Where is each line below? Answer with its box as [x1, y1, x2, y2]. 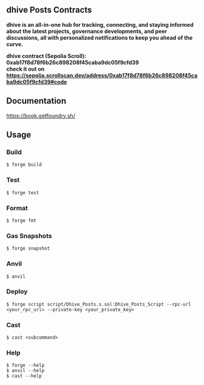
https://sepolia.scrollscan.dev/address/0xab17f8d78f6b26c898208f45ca [6, 71, 198, 79]
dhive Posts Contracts [6, 5, 92, 15]
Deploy [6, 288, 28, 296]
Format [6, 203, 29, 212]
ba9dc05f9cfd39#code [6, 78, 67, 85]
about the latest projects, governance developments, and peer [6, 27, 168, 35]
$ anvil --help [6, 368, 45, 374]
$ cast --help [6, 373, 42, 380]
